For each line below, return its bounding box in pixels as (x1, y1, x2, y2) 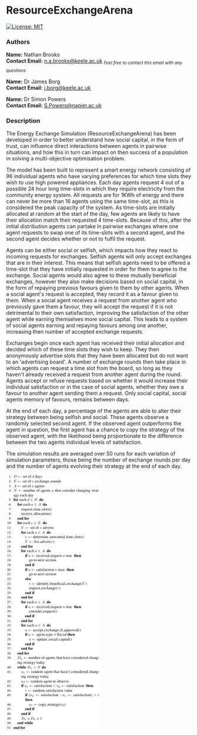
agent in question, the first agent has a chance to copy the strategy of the (6, 426, 185, 433)
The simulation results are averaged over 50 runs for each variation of (6, 450, 176, 457)
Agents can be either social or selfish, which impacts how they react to (6, 247, 178, 254)
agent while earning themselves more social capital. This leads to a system (6, 316, 188, 323)
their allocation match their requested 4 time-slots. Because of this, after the (6, 216, 191, 224)
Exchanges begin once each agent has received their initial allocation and (6, 340, 185, 347)
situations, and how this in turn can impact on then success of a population (6, 149, 188, 156)
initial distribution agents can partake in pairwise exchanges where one (6, 223, 179, 230)
